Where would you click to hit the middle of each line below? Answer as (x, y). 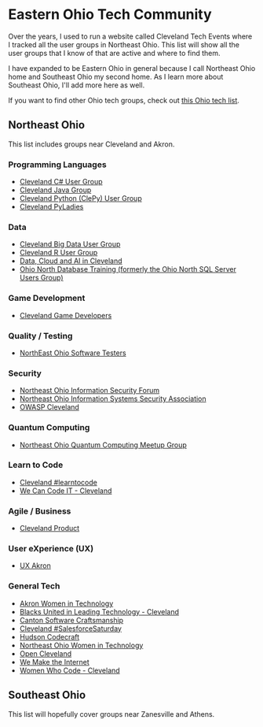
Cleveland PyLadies (51, 207)
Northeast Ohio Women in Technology (81, 645)
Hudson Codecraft (49, 636)
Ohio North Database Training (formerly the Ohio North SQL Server (128, 269)
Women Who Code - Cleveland (69, 670)
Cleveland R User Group (58, 253)
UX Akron (35, 566)
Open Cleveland (46, 653)
